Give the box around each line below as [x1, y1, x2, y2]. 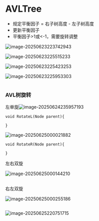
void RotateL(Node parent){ [5, 114, 65, 119]
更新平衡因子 [12, 27, 40, 33]
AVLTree [5, 3, 42, 15]
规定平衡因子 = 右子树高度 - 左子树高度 [12, 20, 94, 27]
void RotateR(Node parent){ [5, 142, 65, 147]
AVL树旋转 [5, 91, 31, 99]
